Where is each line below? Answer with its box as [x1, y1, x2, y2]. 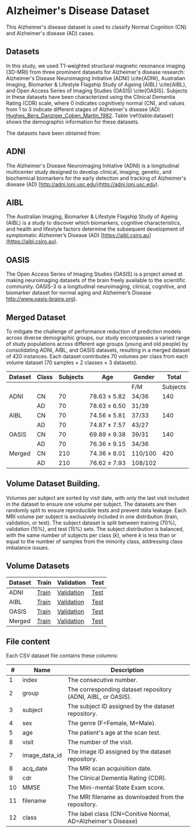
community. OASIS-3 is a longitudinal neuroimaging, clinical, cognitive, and [6, 283, 187, 290]
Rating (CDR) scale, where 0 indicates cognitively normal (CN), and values [6, 100, 185, 107]
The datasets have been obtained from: [6, 129, 101, 136]
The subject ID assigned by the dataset [67, 702, 175, 711]
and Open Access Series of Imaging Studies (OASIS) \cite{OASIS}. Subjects [6, 87, 188, 94]
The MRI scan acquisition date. [67, 765, 152, 773]
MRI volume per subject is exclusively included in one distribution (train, [6, 513, 179, 520]
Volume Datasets [6, 561, 70, 571]
